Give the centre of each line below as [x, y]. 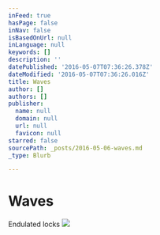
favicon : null [38, 133]
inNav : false [30, 30]
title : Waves [30, 81]
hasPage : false [33, 23]
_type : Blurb [30, 155]
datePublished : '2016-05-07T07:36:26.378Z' [81, 67]
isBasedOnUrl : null [40, 38]
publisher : [26, 104]
